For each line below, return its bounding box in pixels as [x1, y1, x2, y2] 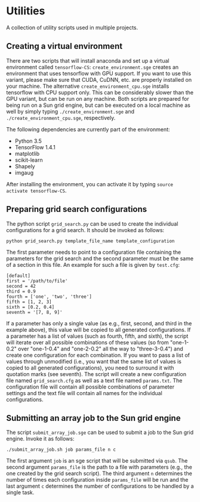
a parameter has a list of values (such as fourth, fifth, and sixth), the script [6, 332, 189, 340]
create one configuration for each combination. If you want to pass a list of [6, 351, 190, 359]
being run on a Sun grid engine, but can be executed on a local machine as [6, 101, 191, 109]
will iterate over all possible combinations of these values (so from [6, 338, 169, 346]
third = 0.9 [6, 288, 36, 294]
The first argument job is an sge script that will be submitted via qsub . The [6, 457, 188, 464]
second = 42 [6, 283, 36, 289]
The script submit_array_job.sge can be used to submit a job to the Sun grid [6, 429, 194, 436]
